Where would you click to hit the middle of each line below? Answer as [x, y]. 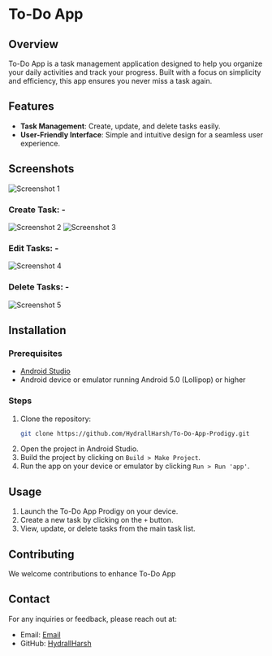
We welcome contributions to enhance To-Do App [92, 573]
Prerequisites [35, 353]
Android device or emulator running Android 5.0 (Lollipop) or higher [133, 380]
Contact [29, 600]
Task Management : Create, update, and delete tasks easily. [120, 126]
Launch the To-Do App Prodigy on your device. [99, 511]
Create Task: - [37, 210]
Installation [37, 330]
